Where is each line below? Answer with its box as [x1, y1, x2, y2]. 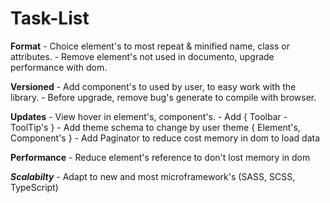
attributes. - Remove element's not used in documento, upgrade [10, 50, 275, 62]
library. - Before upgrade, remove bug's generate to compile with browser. [10, 91, 317, 103]
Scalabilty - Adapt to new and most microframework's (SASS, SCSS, [10, 170, 296, 182]
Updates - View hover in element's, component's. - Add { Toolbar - [10, 110, 288, 122]
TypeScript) [10, 181, 59, 193]
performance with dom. [10, 61, 108, 73]
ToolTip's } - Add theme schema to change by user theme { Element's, [10, 121, 301, 133]
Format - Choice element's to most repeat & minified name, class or [10, 40, 290, 52]
